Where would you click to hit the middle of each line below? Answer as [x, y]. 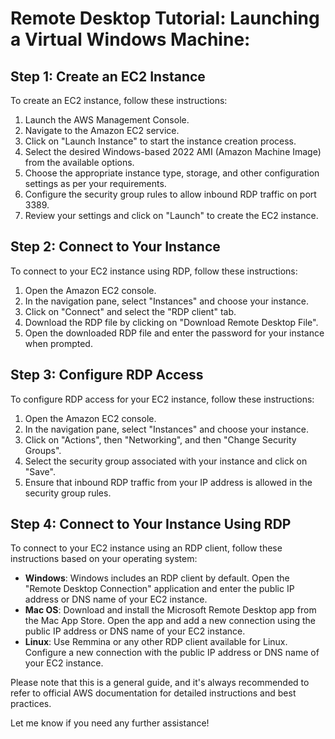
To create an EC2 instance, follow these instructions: [119, 100]
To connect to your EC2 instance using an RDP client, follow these [146, 548]
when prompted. [58, 343]
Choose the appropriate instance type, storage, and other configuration [172, 173]
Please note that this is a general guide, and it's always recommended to [160, 683]
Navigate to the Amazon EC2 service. [102, 130]
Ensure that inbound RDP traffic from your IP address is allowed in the [168, 482]
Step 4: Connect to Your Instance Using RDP [151, 524]
